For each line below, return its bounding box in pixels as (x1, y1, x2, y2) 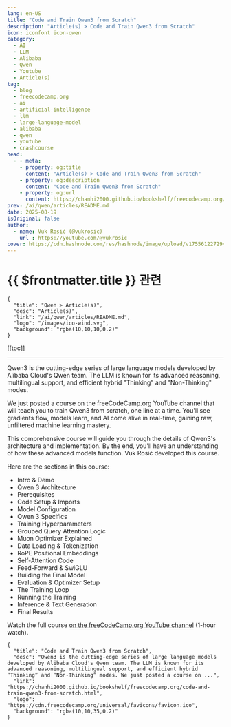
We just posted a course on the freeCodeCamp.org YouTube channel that (7, 399, 215, 407)
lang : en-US (7, 10, 41, 17)
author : (7, 221, 30, 228)
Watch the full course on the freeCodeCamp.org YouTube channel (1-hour (7, 621, 217, 629)
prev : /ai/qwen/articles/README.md (7, 203, 109, 209)
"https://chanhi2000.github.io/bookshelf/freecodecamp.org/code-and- (7, 684, 211, 691)
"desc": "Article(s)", (13, 308, 78, 315)
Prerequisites (16, 491, 55, 499)
